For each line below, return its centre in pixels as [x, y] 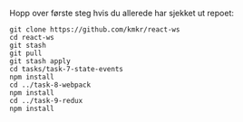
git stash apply [40, 61]
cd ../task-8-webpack [50, 85]
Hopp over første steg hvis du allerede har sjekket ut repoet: [121, 13]
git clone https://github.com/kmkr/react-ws [95, 30]
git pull [26, 53]
